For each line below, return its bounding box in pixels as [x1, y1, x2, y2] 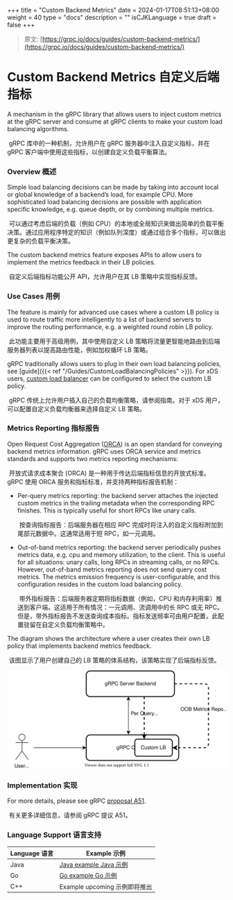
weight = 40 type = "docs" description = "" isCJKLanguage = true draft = [7, 13, 217, 22]
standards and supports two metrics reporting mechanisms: [7, 454, 178, 462]
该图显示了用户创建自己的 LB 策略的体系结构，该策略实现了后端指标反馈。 [8, 656, 221, 664]
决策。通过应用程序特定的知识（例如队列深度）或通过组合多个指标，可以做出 [7, 228, 226, 237]
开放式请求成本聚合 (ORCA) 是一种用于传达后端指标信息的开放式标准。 [8, 469, 210, 477]
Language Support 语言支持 [7, 830, 102, 840]
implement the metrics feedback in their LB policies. [7, 258, 156, 267]
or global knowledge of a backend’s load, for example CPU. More [7, 190, 193, 199]
